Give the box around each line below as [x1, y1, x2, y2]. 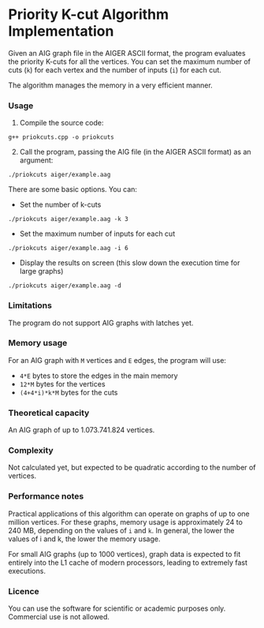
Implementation [8, 22, 114, 40]
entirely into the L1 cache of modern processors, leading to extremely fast [8, 558, 248, 567]
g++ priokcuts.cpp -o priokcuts [8, 133, 114, 141]
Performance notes [8, 491, 84, 502]
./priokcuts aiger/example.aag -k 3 [8, 215, 128, 223]
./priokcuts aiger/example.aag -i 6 [8, 245, 128, 252]
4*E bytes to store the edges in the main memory [19, 371, 179, 380]
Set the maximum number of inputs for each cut [19, 229, 176, 238]
